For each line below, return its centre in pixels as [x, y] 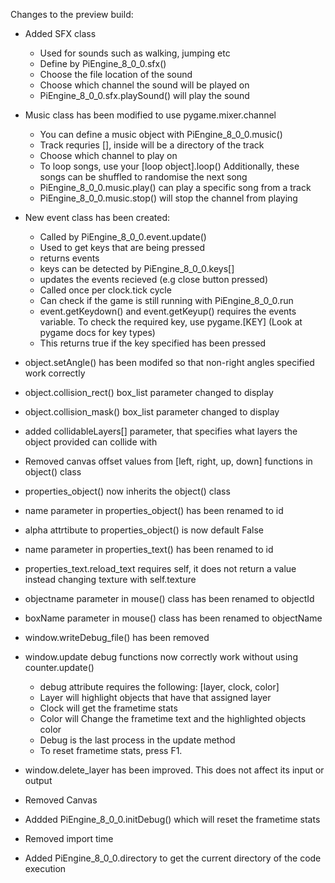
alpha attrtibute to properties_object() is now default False [144, 530]
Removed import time [69, 838]
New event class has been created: [97, 217]
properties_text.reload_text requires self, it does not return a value [160, 568]
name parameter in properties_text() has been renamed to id [149, 549]
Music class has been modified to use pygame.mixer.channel [150, 115]
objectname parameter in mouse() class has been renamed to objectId [169, 598]
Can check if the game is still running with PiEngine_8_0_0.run [166, 300]
